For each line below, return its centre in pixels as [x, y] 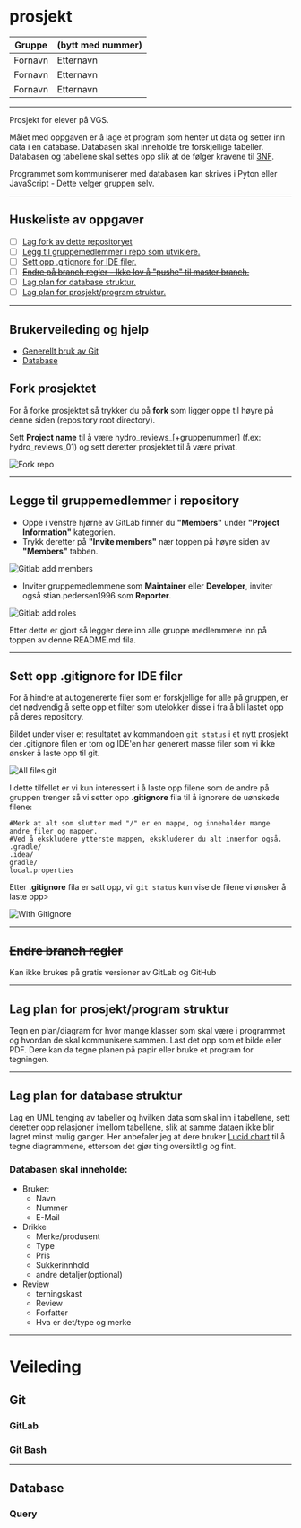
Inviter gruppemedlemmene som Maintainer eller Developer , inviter [147, 586]
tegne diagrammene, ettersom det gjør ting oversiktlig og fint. [123, 1146]
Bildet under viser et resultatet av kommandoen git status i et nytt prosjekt [149, 734]
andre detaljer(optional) [79, 1275]
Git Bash [28, 1449]
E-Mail [47, 1218]
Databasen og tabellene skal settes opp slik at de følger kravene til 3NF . [142, 156]
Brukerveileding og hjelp [79, 329]
